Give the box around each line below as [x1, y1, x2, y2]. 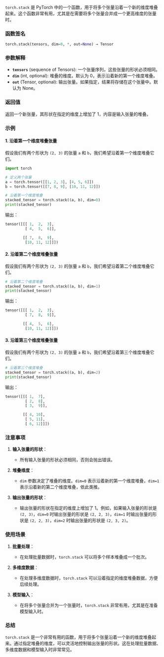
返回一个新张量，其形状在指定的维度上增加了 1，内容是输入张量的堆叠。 [5, 111, 151, 117]
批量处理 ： [12, 543, 35, 549]
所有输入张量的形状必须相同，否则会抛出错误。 [19, 457, 115, 463]
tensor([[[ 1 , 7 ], [5, 394, 45, 399]
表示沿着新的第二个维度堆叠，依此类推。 [19, 484, 102, 490]
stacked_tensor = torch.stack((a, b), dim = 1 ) [5, 284, 100, 289]
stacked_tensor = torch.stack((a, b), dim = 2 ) [5, 370, 100, 375]
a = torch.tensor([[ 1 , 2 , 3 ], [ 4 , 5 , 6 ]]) [5, 179, 94, 184]
